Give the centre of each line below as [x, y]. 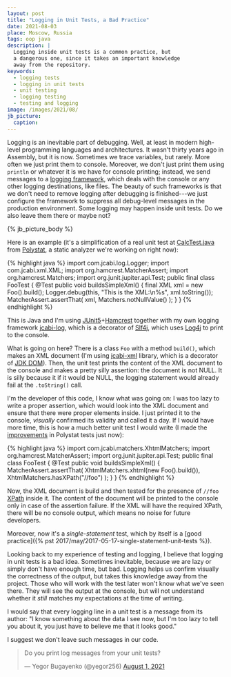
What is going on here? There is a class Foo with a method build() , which [111, 348]
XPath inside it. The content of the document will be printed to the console [113, 498]
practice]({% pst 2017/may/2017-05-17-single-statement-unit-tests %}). [110, 540]
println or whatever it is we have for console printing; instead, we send [109, 171]
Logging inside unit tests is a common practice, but [92, 52]
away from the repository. [52, 65]
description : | [29, 46]
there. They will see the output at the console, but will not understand [106, 591]
